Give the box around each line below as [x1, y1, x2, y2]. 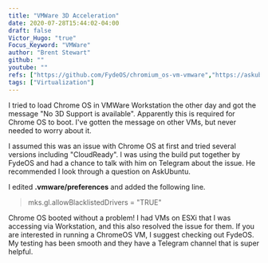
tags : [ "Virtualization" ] [8, 78, 94, 86]
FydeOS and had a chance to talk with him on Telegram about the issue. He [8, 158, 256, 167]
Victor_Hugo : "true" [8, 33, 77, 42]
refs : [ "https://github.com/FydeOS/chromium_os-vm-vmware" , [8, 71, 213, 79]
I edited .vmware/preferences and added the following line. [8, 182, 206, 191]
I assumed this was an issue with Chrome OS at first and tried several [8, 141, 237, 151]
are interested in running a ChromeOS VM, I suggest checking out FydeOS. [8, 230, 254, 239]
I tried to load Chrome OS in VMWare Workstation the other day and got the [8, 100, 257, 110]
